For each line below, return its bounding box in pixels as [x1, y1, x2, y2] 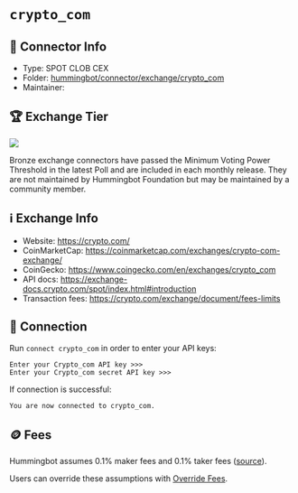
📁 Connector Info [9, 39, 107, 54]
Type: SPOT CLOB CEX [22, 63, 109, 73]
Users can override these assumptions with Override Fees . [9, 473, 228, 484]
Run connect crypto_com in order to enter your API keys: [9, 343, 217, 354]
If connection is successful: [9, 384, 112, 395]
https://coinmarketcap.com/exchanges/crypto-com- [85, 245, 281, 256]
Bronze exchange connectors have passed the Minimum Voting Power [9, 154, 271, 165]
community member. [9, 183, 87, 194]
